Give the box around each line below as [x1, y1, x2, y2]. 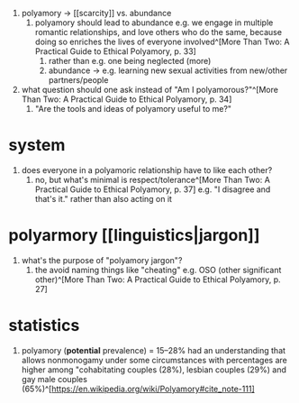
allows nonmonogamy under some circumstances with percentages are [21, 354, 287, 365]
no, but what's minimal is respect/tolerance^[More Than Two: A [34, 174, 271, 185]
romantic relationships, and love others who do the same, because [34, 27, 283, 37]
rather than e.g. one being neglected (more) [48, 56, 212, 66]
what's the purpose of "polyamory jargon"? [21, 254, 183, 265]
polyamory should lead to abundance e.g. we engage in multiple [34, 17, 274, 28]
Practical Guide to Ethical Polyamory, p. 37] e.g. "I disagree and [34, 184, 271, 195]
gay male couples [21, 373, 87, 384]
